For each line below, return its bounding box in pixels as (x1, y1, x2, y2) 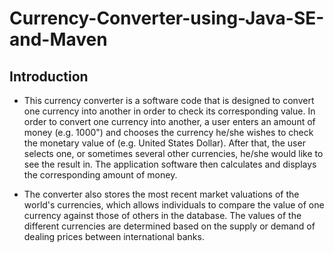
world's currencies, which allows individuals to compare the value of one (23, 199, 325, 211)
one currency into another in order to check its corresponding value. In (23, 105, 316, 117)
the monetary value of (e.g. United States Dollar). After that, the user (23, 137, 306, 149)
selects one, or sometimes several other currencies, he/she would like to (23, 148, 324, 159)
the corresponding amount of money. (23, 169, 178, 181)
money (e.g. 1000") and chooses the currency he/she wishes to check (23, 127, 314, 138)
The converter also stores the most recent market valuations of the (23, 188, 300, 200)
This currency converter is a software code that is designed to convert (23, 95, 315, 106)
